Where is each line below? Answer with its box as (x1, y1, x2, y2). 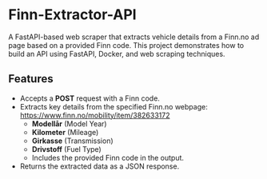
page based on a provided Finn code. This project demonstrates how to (8, 40, 245, 50)
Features (8, 72, 54, 86)
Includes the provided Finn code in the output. (31, 153, 185, 162)
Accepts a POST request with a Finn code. (19, 93, 160, 103)
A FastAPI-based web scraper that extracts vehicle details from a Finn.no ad (8, 32, 260, 42)
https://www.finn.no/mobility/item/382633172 (19, 110, 170, 120)
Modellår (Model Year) (31, 118, 107, 129)
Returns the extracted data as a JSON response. (19, 161, 180, 171)
